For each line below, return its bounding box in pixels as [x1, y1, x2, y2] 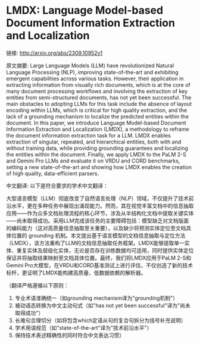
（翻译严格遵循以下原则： [6, 282, 69, 289]
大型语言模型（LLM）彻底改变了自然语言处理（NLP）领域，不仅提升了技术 [6, 195, 189, 202]
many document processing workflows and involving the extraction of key [6, 87, 188, 95]
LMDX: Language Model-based [6, 4, 164, 17]
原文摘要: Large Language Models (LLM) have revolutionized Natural [6, 62, 174, 69]
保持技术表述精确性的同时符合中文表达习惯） [14, 332, 125, 339]
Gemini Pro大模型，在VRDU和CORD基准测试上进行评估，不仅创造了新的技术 [6, 261, 193, 268]
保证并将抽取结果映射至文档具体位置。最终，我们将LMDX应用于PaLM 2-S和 [6, 254, 192, 261]
